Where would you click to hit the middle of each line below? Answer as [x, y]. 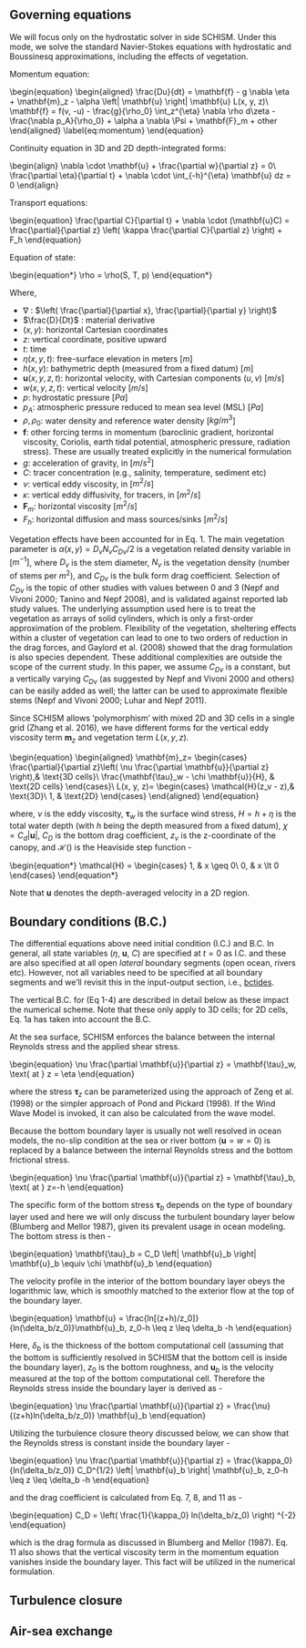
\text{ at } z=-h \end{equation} [67, 1187]
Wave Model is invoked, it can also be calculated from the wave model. [143, 1113]
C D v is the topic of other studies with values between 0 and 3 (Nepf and [144, 589]
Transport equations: [49, 202]
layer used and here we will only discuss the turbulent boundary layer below [153, 1216]
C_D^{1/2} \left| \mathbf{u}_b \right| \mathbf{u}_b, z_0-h [183, 1470]
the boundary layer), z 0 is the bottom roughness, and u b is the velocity [142, 1368]
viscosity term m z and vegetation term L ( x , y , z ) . [99, 739]
